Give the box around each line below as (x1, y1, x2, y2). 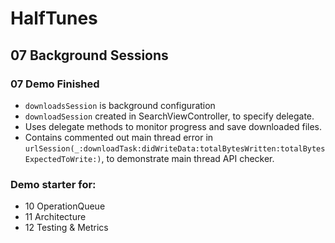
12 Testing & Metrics (24, 222, 109, 234)
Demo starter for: (10, 177, 97, 191)
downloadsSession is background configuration (24, 99, 216, 111)
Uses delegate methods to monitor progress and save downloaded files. (24, 120, 322, 132)
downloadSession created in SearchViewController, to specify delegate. (24, 110, 315, 122)
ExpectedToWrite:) (24, 154, 102, 164)
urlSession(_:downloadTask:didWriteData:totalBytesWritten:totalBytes (24, 143, 326, 154)
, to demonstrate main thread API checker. (101, 152, 275, 164)
